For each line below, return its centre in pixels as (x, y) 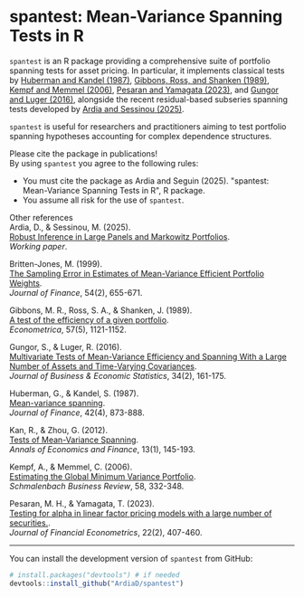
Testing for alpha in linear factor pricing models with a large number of (141, 513)
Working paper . (38, 246)
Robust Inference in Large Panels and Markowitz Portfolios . (120, 236)
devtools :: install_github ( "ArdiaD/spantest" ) (96, 583)
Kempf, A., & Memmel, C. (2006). (71, 467)
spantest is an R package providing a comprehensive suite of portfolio (140, 61)
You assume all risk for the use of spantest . (103, 200)
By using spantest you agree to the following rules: (104, 163)
